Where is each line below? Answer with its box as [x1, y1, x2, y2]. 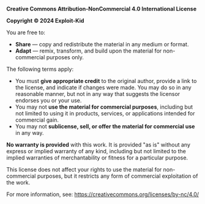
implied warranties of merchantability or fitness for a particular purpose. [6, 154, 188, 161]
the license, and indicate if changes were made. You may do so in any [15, 84, 192, 91]
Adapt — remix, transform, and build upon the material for [15, 47, 162, 54]
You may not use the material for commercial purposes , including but [15, 103, 193, 111]
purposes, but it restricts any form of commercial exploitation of [37, 172, 198, 180]
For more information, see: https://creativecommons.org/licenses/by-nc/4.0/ [6, 191, 199, 198]
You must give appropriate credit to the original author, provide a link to [15, 78, 197, 84]
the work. [6, 179, 31, 186]
